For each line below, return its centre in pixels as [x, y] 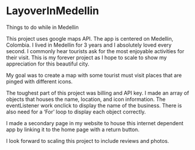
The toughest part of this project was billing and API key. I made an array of [98, 93]
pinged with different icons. [39, 81]
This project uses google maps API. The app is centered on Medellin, [90, 38]
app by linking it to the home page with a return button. [73, 129]
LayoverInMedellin [53, 11]
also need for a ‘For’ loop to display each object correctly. [76, 112]
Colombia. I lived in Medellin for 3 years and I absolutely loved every [89, 45]
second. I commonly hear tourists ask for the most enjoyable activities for [95, 51]
